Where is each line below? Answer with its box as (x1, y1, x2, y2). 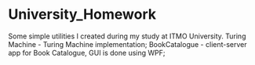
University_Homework (8, 5, 157, 23)
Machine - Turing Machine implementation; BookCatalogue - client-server (8, 39, 247, 49)
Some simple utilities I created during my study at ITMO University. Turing (8, 31, 246, 41)
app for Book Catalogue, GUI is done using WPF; (8, 48, 166, 57)
